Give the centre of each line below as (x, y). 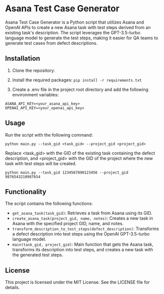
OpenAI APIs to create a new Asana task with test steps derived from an (78, 27)
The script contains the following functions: (49, 204)
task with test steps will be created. (41, 163)
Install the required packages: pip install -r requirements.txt (77, 80)
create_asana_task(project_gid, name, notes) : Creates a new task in (82, 218)
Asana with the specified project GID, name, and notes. (68, 224)
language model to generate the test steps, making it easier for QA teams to (82, 38)
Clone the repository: (34, 70)
